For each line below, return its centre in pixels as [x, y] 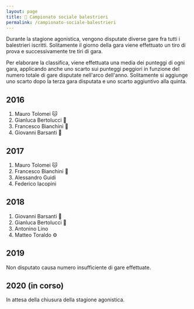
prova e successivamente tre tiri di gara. [55, 51]
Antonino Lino [31, 228]
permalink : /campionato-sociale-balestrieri [61, 22]
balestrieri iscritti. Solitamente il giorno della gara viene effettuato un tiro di [96, 45]
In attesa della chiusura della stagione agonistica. [65, 300]
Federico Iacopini [35, 184]
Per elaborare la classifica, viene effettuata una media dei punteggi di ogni [96, 63]
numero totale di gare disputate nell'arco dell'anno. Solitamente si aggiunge [97, 75]
